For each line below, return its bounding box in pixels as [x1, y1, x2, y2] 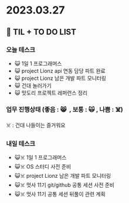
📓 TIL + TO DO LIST [6, 27, 76, 37]
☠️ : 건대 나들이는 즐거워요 [6, 121, 66, 129]
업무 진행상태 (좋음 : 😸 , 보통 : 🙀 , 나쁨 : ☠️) [6, 105, 123, 113]
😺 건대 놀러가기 [14, 82, 52, 89]
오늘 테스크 [6, 45, 36, 53]
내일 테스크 [6, 140, 36, 148]
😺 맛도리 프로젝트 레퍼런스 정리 [14, 89, 88, 96]
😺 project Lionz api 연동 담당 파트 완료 [14, 67, 106, 74]
